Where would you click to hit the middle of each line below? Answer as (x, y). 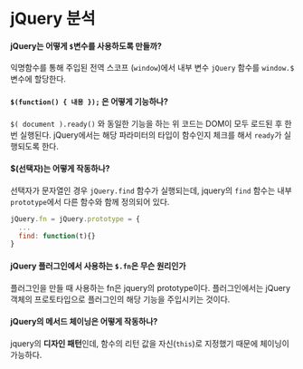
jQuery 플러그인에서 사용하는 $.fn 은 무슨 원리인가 (98, 266)
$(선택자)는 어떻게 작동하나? (60, 169)
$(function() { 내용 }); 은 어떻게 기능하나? (89, 102)
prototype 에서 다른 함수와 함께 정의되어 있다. (90, 201)
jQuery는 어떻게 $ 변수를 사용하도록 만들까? (86, 45)
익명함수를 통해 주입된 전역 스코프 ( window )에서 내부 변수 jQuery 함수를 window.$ (152, 68)
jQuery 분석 (53, 19)
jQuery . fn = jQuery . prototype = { (76, 218)
